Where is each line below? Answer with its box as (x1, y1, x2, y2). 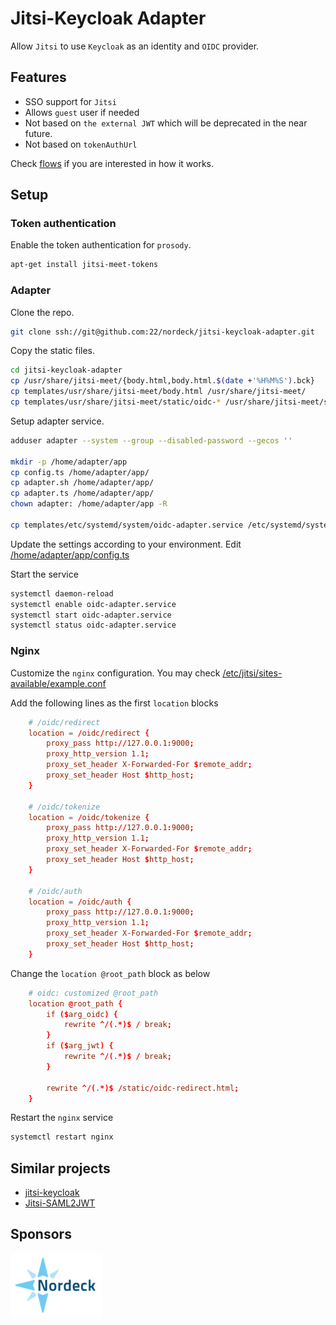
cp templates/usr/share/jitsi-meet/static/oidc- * (10, 397, 222, 407)
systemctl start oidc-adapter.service (10, 610, 172, 620)
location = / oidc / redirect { (28, 728, 150, 738)
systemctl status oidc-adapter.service (10, 620, 177, 631)
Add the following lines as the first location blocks (10, 697, 219, 709)
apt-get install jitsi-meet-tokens (10, 260, 159, 270)
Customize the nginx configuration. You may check (10, 667, 221, 679)
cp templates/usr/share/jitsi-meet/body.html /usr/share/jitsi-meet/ (10, 387, 307, 397)
